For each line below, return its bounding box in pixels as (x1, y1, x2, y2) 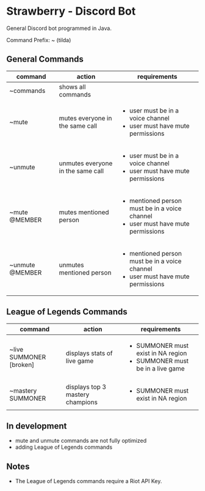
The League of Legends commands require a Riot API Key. (15, 478, 162, 485)
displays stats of (66, 349, 113, 357)
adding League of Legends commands (15, 443, 113, 451)
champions (66, 397, 98, 406)
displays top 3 (66, 382, 107, 391)
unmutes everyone (59, 159, 113, 168)
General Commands (6, 54, 84, 65)
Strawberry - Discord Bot (6, 4, 136, 18)
